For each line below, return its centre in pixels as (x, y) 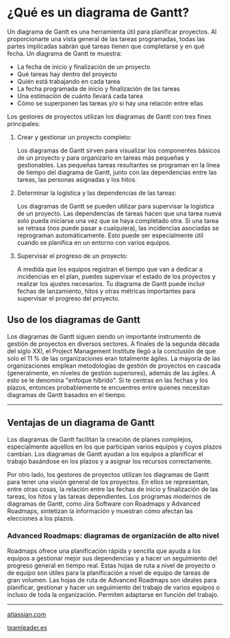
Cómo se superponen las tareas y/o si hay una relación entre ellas (110, 103)
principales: (24, 123)
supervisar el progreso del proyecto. (68, 298)
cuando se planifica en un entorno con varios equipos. (94, 242)
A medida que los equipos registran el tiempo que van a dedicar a (110, 269)
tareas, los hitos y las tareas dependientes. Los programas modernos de (109, 496)
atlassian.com (27, 614)
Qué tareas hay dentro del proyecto (67, 74)
